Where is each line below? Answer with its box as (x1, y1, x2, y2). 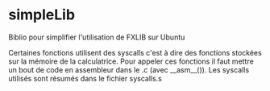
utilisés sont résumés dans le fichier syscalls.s (8, 73, 163, 83)
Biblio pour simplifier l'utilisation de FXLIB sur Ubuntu (8, 32, 185, 42)
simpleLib (8, 6, 75, 24)
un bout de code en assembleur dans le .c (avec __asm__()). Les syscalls (8, 64, 250, 74)
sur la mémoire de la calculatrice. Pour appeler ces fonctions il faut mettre (8, 56, 254, 66)
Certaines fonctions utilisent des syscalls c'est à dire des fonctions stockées (8, 48, 262, 57)
